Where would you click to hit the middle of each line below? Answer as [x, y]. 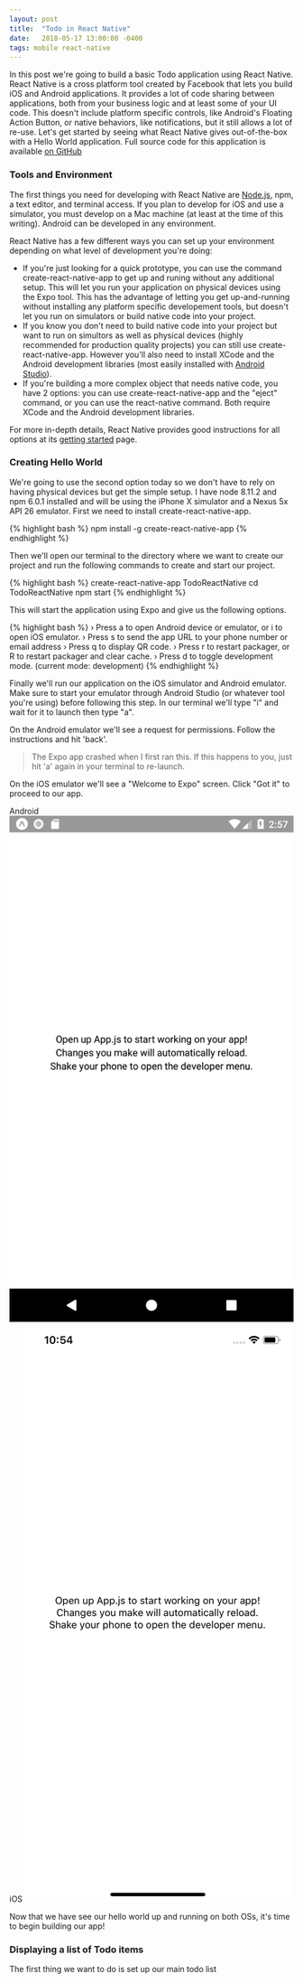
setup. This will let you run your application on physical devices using [151, 287]
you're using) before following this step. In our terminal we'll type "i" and [144, 702]
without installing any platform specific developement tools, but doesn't [155, 306]
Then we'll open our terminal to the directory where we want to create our [147, 555]
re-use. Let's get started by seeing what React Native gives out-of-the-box [148, 132]
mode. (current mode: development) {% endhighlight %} [114, 665]
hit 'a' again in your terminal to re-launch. [108, 766]
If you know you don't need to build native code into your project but [150, 325]
